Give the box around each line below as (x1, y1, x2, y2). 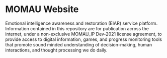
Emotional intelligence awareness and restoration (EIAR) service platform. (5, 20, 158, 26)
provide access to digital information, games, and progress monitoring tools (5, 36, 162, 42)
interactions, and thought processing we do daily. (5, 47, 108, 53)
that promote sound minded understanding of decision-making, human (5, 41, 152, 47)
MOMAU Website (5, 4, 79, 15)
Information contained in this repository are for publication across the (5, 25, 149, 31)
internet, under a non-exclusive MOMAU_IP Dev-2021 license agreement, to (5, 31, 162, 37)
